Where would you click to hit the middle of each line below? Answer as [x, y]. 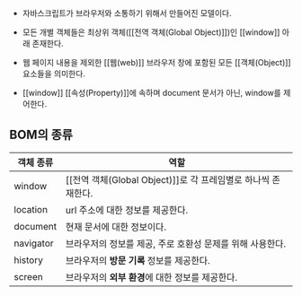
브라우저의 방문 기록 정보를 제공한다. [138, 260]
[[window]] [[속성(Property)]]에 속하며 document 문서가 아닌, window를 [151, 93]
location [31, 209]
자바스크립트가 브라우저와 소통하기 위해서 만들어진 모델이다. [127, 13]
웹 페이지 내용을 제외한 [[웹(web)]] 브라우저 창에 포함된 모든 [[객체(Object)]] [156, 62]
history [28, 260]
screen [28, 276]
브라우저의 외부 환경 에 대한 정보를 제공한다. [152, 277]
